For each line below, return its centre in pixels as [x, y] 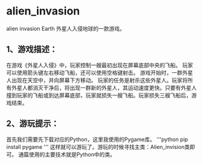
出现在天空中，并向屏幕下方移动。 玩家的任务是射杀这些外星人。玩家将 [99, 80]
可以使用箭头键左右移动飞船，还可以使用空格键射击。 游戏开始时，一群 [94, 72]
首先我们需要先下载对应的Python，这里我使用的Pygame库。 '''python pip [97, 139]
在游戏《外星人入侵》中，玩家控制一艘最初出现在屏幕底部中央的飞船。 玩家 [100, 65]
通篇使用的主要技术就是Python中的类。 [67, 154]
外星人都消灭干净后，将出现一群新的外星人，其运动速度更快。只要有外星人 [104, 87]
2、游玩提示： [33, 124]
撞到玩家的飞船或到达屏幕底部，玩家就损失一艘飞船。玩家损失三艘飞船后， [99, 95]
